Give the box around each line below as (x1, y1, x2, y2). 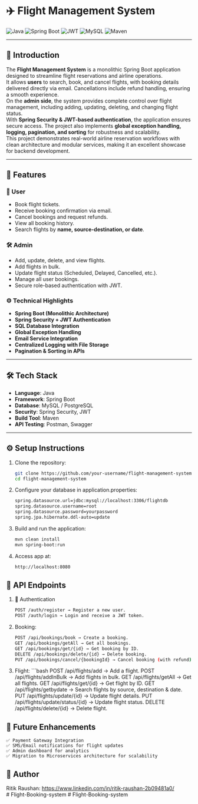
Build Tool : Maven (14, 414, 60, 421)
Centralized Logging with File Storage (14, 341, 109, 348)
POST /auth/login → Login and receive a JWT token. (14, 613, 144, 619)
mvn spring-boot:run (14, 542, 65, 548)
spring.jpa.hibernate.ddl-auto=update (14, 515, 110, 520)
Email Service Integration (14, 335, 78, 342)
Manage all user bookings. (14, 275, 80, 282)
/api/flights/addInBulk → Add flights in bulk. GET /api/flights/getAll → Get (14, 674, 192, 681)
